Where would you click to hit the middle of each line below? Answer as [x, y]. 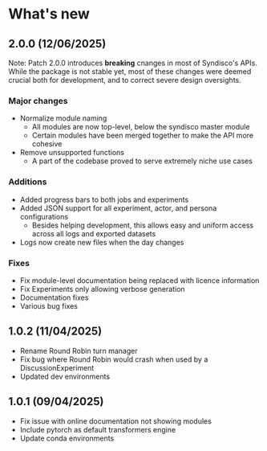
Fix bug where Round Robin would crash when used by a [114, 359]
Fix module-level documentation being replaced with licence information [140, 280]
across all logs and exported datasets [94, 233]
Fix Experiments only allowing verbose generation [103, 289]
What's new [49, 14]
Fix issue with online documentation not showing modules [116, 421]
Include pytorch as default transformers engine [98, 429]
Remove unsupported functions [72, 153]
